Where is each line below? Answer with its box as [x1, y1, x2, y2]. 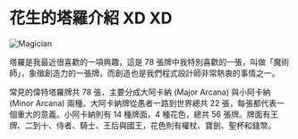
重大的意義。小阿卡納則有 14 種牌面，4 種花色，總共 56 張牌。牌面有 [16, 109, 271, 119]
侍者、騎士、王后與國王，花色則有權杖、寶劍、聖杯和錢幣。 [55, 119, 276, 130]
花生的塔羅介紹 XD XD [9, 8, 173, 29]
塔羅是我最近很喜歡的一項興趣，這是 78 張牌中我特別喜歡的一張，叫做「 [9, 56, 275, 67]
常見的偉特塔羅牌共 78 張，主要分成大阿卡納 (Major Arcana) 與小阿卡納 [9, 86, 271, 97]
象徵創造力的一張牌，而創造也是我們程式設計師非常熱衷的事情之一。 [28, 68, 280, 78]
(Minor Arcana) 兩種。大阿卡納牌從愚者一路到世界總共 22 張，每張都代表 [9, 97, 277, 108]
